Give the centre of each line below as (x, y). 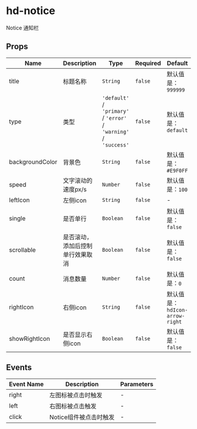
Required (148, 63)
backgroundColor (33, 161)
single (17, 218)
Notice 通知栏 (23, 28)
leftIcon (20, 200)
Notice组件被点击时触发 (82, 417)
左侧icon (75, 200)
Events (19, 368)
